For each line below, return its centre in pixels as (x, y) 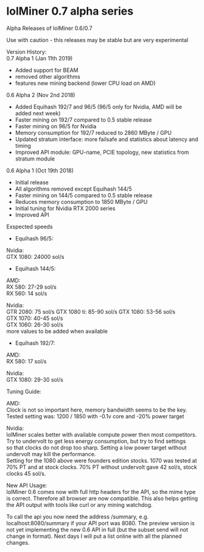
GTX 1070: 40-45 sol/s (35, 318)
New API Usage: (27, 485)
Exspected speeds (30, 227)
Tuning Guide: (24, 391)
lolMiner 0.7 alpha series (70, 11)
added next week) (38, 113)
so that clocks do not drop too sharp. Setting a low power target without (97, 448)
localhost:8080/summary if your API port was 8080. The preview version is (100, 523)
